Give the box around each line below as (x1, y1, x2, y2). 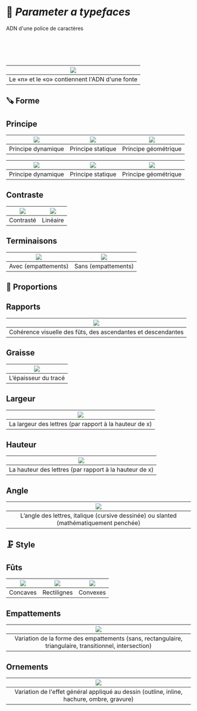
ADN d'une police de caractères (6, 25, 84, 32)
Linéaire (42, 216, 64, 224)
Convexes (78, 589, 106, 597)
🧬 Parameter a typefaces (6, 5, 131, 19)
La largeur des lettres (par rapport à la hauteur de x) (9, 420, 152, 428)
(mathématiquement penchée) (56, 519, 141, 527)
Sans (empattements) (74, 262, 134, 270)
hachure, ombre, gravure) (63, 695, 134, 703)
